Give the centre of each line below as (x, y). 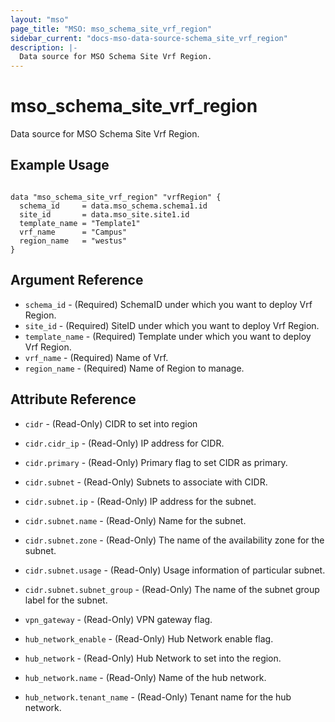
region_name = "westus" (73, 241)
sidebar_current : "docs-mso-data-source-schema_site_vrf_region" (149, 38)
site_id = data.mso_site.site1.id (104, 214)
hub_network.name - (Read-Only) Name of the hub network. (145, 677)
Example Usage (60, 165)
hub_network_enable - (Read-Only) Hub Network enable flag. (149, 638)
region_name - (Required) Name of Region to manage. (134, 368)
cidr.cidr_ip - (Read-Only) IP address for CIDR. (124, 443)
